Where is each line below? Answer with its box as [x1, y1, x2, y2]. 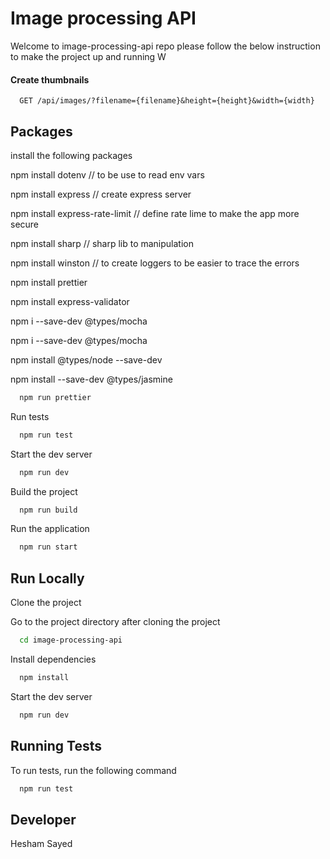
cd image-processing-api [19, 635, 123, 646]
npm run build [19, 505, 78, 515]
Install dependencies [10, 653, 97, 666]
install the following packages [10, 149, 133, 161]
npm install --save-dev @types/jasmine [10, 373, 173, 385]
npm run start [19, 542, 78, 552]
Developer [10, 811, 77, 828]
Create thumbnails [10, 73, 90, 86]
